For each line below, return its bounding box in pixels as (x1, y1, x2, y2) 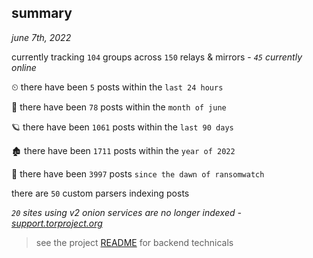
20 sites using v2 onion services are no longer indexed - (11, 206, 242, 218)
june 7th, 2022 (11, 31, 72, 43)
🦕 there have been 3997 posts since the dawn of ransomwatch (11, 167, 265, 180)
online (11, 61, 37, 73)
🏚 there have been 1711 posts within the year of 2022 (11, 144, 236, 156)
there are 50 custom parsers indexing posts (11, 187, 190, 199)
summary (11, 5, 73, 22)
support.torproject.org (11, 217, 103, 229)
